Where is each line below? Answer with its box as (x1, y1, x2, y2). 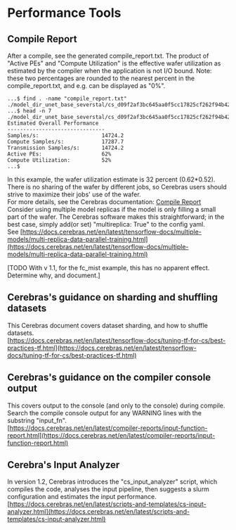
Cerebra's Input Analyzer (7, 459, 120, 471)
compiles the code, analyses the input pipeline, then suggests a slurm (7, 485, 209, 493)
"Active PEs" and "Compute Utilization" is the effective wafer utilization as (7, 59, 221, 68)
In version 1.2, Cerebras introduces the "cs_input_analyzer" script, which (7, 477, 218, 486)
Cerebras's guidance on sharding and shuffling (7, 291, 218, 303)
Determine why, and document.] (7, 271, 100, 279)
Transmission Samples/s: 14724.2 (7, 144, 124, 151)
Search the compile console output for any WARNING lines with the (7, 408, 202, 417)
